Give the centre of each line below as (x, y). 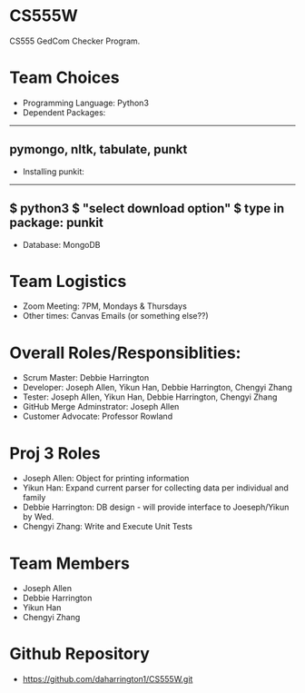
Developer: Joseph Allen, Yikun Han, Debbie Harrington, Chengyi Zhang (157, 388)
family (34, 498)
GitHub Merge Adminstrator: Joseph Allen (101, 407)
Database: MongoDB (61, 244)
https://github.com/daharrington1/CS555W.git (108, 679)
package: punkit (57, 223)
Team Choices (64, 78)
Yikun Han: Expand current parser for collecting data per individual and (155, 488)
